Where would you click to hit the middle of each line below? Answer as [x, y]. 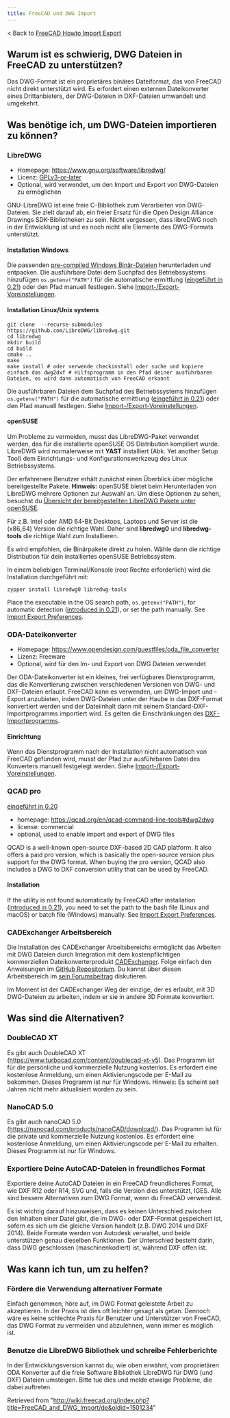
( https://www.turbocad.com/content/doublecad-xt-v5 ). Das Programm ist [111, 1060]
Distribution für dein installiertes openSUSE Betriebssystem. [92, 556]
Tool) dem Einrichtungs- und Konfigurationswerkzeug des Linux [97, 458]
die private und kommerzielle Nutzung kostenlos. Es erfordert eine [101, 1137]
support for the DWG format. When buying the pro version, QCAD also [106, 862]
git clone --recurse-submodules [55, 325]
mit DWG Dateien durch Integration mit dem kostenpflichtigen [94, 954]
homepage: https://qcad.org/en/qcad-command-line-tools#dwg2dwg [115, 820]
